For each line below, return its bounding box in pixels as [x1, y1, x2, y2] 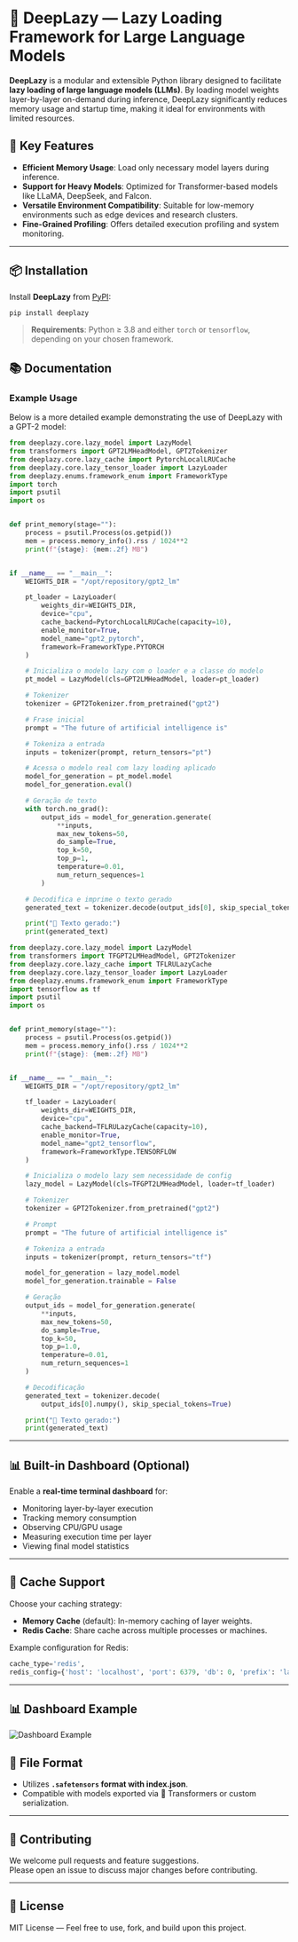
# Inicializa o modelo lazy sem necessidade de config [25, 1172, 232, 1180]
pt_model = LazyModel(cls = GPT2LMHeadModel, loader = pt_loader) [25, 675, 260, 684]
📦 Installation [9, 264, 89, 279]
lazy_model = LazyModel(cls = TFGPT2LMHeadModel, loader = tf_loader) [25, 1180, 276, 1188]
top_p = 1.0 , [41, 1342, 82, 1352]
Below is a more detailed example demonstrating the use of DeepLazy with [9, 412, 283, 422]
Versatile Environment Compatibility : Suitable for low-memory [21, 200, 255, 210]
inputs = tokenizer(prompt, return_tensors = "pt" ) [25, 747, 213, 757]
